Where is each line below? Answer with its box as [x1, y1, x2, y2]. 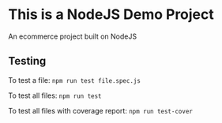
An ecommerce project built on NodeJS [8, 32, 137, 41]
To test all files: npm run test [8, 91, 102, 100]
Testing [8, 54, 47, 68]
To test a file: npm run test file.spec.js [8, 75, 141, 84]
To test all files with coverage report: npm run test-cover [8, 106, 194, 115]
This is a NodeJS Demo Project [8, 6, 215, 24]
